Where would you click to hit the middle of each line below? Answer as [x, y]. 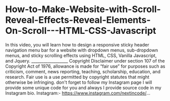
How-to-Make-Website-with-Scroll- [83, 9]
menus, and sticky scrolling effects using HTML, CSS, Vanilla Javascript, [81, 55]
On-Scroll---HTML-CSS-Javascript [81, 31]
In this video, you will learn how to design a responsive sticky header [77, 44]
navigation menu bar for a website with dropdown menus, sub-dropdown [82, 50]
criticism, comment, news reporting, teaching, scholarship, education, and [83, 71]
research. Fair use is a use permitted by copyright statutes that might [77, 77]
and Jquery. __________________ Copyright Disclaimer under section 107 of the [85, 61]
